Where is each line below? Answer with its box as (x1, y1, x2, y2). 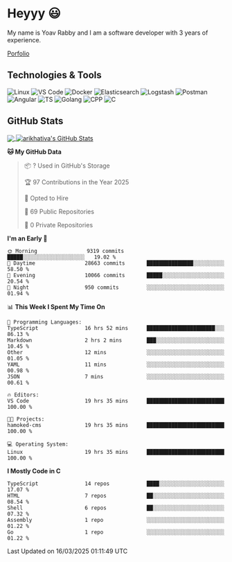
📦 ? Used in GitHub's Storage (24, 161, 111, 170)
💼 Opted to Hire (24, 194, 69, 202)
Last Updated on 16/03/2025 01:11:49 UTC (7, 547, 128, 556)
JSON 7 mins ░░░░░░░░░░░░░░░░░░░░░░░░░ (7, 374, 225, 380)
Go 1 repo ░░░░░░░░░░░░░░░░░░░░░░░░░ (7, 529, 225, 536)
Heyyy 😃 (7, 6, 61, 21)
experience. (7, 35, 42, 44)
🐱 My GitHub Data (7, 148, 62, 156)
